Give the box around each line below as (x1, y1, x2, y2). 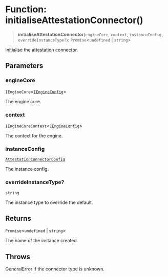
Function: (5, 4, 47, 15)
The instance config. (5, 166, 49, 172)
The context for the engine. (5, 132, 63, 138)
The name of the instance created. (5, 238, 78, 244)
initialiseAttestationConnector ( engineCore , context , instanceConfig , (17, 31, 163, 37)
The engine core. (5, 98, 41, 104)
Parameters (5, 61, 44, 70)
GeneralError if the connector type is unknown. (5, 266, 105, 272)
